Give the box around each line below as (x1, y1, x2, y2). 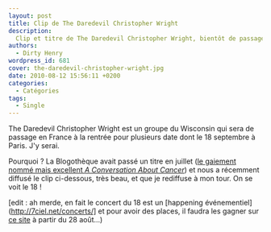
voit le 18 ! (8, 182, 42, 192)
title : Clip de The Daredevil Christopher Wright (8, 19, 179, 27)
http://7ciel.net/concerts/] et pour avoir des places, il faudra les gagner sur (10, 206, 260, 216)
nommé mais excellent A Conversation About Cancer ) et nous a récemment (8, 165, 260, 175)
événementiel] (204, 198, 252, 208)
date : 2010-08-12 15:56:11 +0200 (8, 72, 121, 80)
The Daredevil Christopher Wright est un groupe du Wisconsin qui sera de (8, 124, 254, 134)
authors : (8, 42, 38, 50)
